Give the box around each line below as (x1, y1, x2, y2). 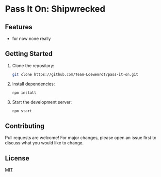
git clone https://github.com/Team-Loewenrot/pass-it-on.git (12, 72, 139, 77)
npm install (12, 90, 36, 95)
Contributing (5, 122, 45, 130)
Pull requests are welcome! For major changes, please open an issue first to (5, 135, 157, 141)
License (5, 154, 30, 162)
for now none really (12, 35, 51, 41)
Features (5, 23, 32, 31)
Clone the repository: (12, 62, 55, 69)
